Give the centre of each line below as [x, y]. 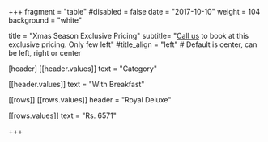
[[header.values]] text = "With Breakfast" [77, 84]
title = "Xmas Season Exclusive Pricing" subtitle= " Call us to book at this [129, 36]
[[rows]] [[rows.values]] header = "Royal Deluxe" [90, 100]
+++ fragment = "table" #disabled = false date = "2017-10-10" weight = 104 [134, 12]
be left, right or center [45, 53]
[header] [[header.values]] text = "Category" [83, 69]
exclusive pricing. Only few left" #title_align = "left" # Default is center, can [133, 44]
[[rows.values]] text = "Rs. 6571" [63, 115]
